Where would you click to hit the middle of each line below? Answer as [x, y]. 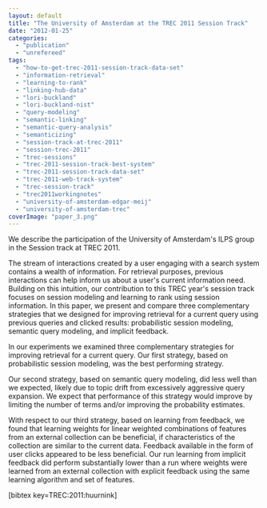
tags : [17, 61]
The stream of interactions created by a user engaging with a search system [134, 263]
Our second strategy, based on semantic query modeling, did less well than [133, 379]
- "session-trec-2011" [53, 150]
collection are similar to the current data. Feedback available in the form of [131, 446]
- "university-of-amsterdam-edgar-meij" [84, 202]
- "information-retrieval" [60, 75]
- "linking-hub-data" [52, 90]
